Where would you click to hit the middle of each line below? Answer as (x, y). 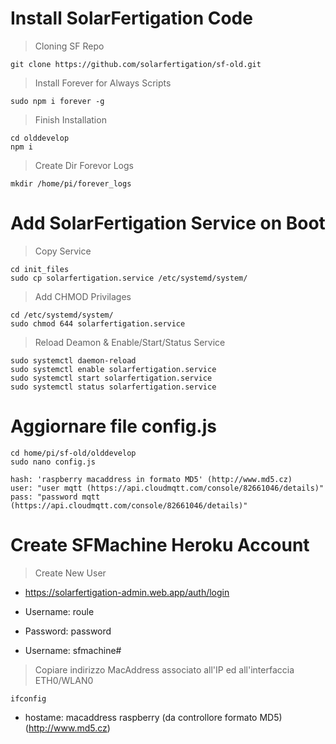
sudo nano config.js (53, 462)
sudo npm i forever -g (57, 101)
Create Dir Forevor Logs (84, 165)
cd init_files (40, 269)
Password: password (68, 631)
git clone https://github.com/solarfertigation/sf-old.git (136, 64)
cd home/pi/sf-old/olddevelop (73, 453)
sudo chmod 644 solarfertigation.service (98, 323)
